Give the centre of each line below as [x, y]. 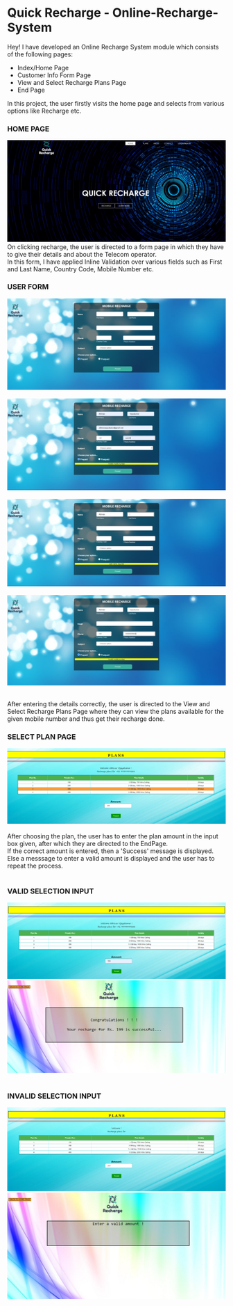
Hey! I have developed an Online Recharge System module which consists [113, 47]
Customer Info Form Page [54, 75]
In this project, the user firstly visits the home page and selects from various [116, 103]
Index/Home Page [43, 67]
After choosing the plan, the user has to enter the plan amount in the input [113, 836]
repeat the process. [35, 866]
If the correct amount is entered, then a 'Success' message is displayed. [110, 851]
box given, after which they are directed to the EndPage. [88, 844]
